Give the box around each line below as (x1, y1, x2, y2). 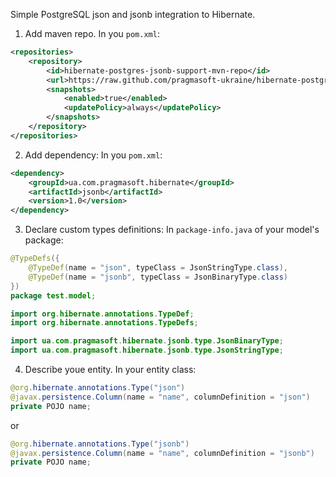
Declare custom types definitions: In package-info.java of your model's (24, 224, 320, 236)
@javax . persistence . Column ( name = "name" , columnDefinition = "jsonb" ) (10, 448, 315, 458)
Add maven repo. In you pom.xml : (24, 28, 160, 39)
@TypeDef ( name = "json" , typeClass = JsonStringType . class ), (28, 263, 288, 273)
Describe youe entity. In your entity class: (24, 364, 197, 375)
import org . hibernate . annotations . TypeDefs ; (10, 318, 199, 328)
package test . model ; (10, 290, 97, 301)
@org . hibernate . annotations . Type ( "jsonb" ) (10, 439, 190, 449)
